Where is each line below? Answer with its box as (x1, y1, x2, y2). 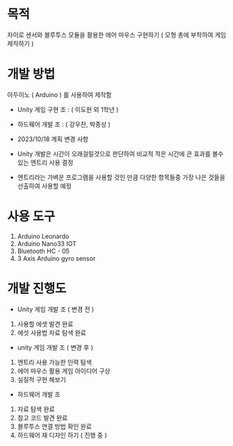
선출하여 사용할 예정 (17, 181, 72, 190)
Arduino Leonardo (17, 232, 70, 240)
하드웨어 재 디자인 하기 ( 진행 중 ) (17, 431, 108, 439)
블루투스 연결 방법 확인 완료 (17, 422, 93, 431)
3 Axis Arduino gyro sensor (17, 254, 96, 263)
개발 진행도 (7, 281, 67, 296)
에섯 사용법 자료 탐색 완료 (17, 328, 87, 337)
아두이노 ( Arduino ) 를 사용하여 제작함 (7, 90, 113, 99)
